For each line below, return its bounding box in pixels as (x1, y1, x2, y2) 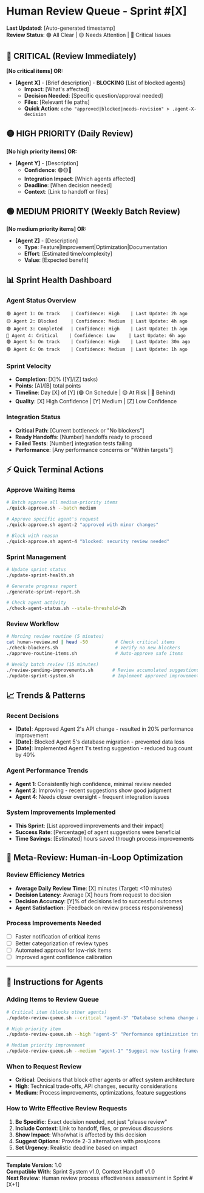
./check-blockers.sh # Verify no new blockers (6, 645, 181, 651)
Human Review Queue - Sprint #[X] (6, 4, 187, 18)
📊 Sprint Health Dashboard (6, 275, 112, 285)
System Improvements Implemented (6, 808, 116, 816)
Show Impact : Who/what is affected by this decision (15, 1131, 147, 1138)
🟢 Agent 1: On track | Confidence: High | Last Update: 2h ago (6, 311, 188, 317)
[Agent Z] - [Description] (15, 237, 78, 244)
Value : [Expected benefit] (24, 256, 89, 264)
